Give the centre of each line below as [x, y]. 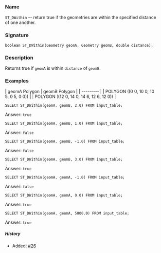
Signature [17, 35]
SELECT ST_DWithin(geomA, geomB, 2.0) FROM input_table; [64, 106]
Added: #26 [24, 246]
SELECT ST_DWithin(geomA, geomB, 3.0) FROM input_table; [64, 159]
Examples [17, 80]
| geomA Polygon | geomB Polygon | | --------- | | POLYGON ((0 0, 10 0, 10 [80, 92]
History [13, 234]
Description [19, 58]
